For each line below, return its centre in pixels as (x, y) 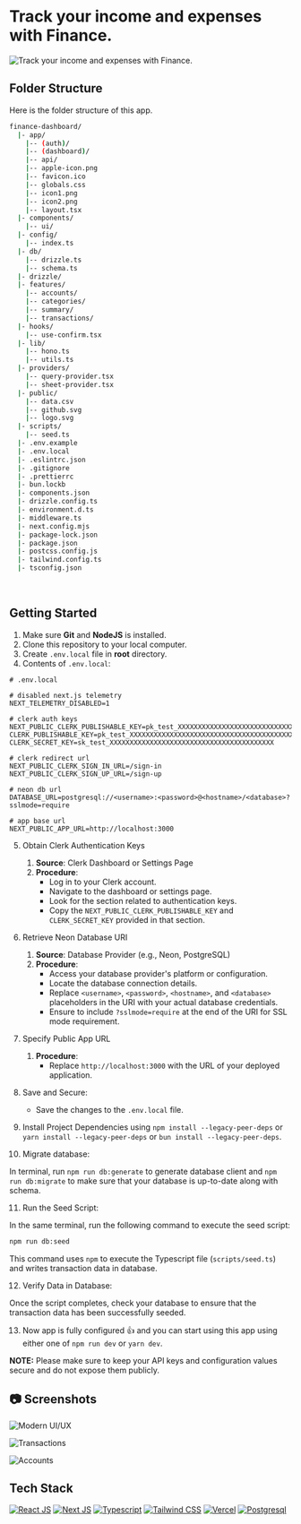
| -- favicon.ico (56, 177)
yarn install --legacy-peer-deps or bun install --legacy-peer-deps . (152, 1136)
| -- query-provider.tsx (70, 376)
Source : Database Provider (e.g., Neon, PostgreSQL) (133, 954)
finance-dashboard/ (46, 126)
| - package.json (47, 543)
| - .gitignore (43, 468)
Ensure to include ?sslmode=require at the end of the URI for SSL (168, 1012)
